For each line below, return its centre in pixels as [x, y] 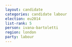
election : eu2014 [23, 19]
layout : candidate [24, 10]
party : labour [20, 37]
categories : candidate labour [36, 14]
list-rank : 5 [18, 23]
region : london [21, 32]
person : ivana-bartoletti [32, 28]
